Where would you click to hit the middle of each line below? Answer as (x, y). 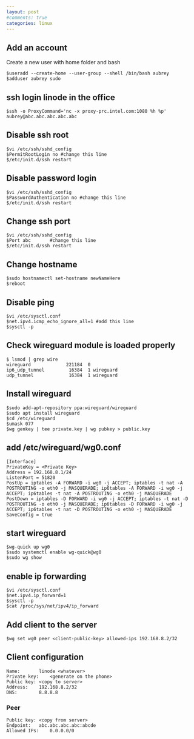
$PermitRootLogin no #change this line (57, 154)
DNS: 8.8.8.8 (32, 692)
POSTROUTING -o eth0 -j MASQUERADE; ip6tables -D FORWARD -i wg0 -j (95, 504)
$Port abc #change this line (51, 241)
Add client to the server (52, 625)
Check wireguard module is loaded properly (91, 345)
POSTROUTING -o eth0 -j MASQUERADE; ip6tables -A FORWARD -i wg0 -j (95, 488)
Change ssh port (38, 222)
